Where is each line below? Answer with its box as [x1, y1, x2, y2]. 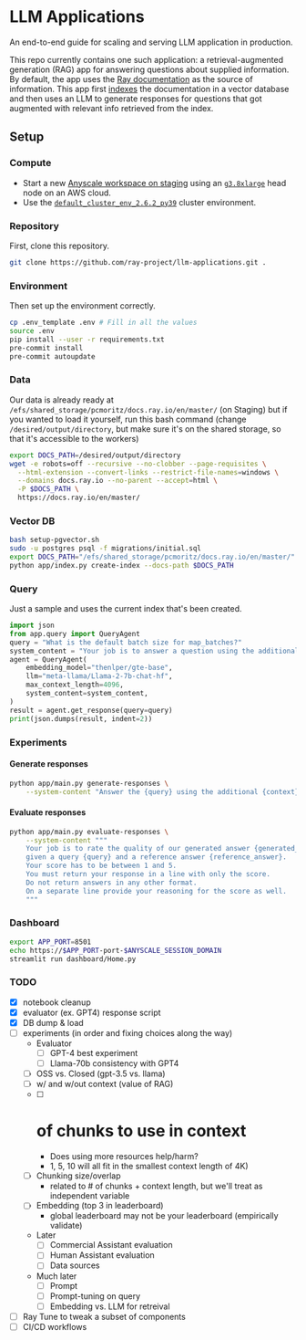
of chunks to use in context [36, 1121, 247, 1142]
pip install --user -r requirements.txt [9, 335, 166, 344]
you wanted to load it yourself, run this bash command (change [9, 414, 247, 424]
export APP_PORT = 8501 [9, 937, 92, 947]
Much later [36, 1271, 77, 1282]
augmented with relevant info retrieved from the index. [9, 102, 214, 113]
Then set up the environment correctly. [9, 300, 157, 311]
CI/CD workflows [22, 1321, 87, 1332]
